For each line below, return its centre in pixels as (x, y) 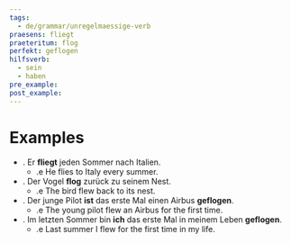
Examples (47, 137)
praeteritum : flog (44, 43)
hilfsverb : (30, 59)
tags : (19, 18)
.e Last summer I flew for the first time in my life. (126, 229)
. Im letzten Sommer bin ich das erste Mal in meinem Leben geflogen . (152, 220)
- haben (32, 76)
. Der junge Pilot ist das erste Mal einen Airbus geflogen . (128, 201)
